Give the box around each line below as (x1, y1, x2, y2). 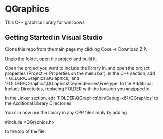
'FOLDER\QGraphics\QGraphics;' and (5, 75, 79, 81)
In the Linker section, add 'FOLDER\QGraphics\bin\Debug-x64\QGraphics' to (5, 95, 158, 101)
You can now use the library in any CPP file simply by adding (5, 109, 127, 115)
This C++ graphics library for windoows (5, 19, 85, 25)
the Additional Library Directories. (5, 100, 73, 106)
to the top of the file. (5, 128, 46, 134)
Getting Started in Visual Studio (5, 33, 103, 42)
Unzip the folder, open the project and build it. (5, 56, 97, 62)
